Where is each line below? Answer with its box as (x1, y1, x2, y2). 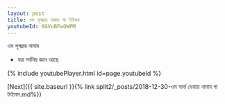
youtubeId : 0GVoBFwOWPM (7, 23, 76, 30)
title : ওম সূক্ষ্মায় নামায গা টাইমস (7, 17, 80, 23)
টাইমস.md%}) (7, 90, 42, 98)
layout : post (7, 10, 45, 17)
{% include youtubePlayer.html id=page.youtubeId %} (7, 70, 162, 78)
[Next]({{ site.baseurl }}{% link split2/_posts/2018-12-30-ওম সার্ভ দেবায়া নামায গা (7, 83, 218, 91)
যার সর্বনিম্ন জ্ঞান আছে (17, 56, 59, 64)
